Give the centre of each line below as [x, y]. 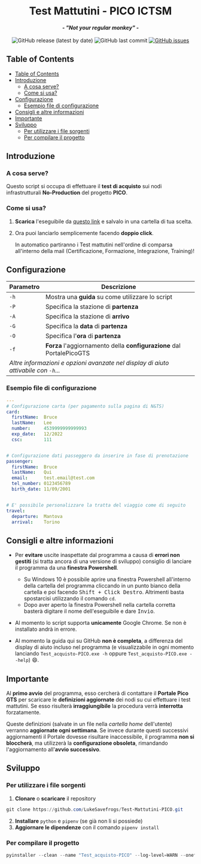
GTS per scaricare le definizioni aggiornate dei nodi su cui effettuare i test [98, 700]
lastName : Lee [32, 423]
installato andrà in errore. [46, 629]
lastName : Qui [32, 472]
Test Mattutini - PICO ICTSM [100, 11]
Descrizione [118, 287]
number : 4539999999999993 [49, 429]
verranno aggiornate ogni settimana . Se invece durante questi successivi [97, 730]
